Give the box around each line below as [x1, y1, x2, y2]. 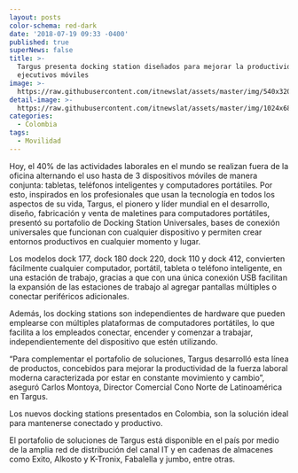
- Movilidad [17, 136, 62, 145]
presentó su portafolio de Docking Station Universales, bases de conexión [9, 217, 280, 228]
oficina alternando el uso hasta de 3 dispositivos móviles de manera [9, 170, 258, 181]
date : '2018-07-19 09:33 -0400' [9, 29, 129, 38]
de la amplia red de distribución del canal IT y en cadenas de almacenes [9, 444, 273, 454]
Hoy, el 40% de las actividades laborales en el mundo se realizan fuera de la [9, 160, 289, 171]
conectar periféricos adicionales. [9, 291, 130, 301]
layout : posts [9, 12, 62, 22]
